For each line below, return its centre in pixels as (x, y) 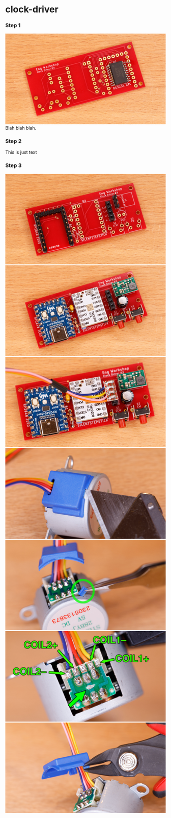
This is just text (21, 152)
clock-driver (32, 9)
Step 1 (13, 26)
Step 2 (13, 141)
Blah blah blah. (21, 128)
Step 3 (13, 165)
